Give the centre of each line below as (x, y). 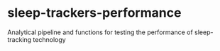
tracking (20, 39)
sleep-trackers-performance (94, 13)
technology (49, 39)
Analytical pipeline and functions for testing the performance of (100, 32)
